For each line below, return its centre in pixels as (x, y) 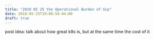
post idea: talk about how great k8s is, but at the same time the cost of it (77, 32)
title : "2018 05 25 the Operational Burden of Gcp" (58, 9)
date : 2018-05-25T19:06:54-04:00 (39, 14)
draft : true (17, 18)
